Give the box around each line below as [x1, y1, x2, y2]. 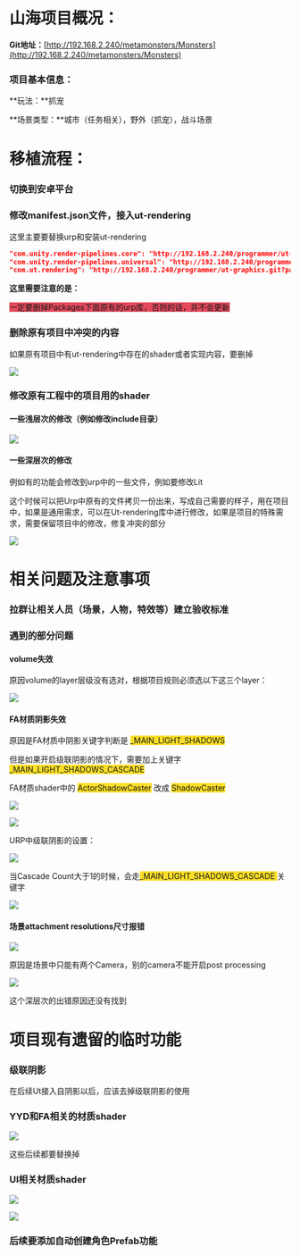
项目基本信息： [9, 73, 74, 86]
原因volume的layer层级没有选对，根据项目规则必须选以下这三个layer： [9, 675, 268, 686]
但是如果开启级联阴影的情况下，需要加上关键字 [9, 754, 181, 765]
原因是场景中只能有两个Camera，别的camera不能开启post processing [9, 959, 266, 970]
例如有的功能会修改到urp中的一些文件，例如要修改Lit [9, 476, 204, 487]
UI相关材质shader [9, 1174, 87, 1186]
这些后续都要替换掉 [9, 1149, 80, 1159]
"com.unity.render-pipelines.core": [9, 249, 146, 258]
